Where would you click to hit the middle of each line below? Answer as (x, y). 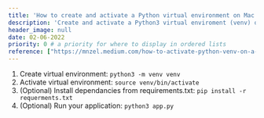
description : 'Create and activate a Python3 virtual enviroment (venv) (130, 23)
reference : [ (29, 52)
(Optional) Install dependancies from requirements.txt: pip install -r (133, 90)
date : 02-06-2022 (37, 37)
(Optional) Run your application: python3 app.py (97, 105)
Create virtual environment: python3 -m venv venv (100, 74)
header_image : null (40, 30)
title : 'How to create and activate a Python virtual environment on (125, 15)
